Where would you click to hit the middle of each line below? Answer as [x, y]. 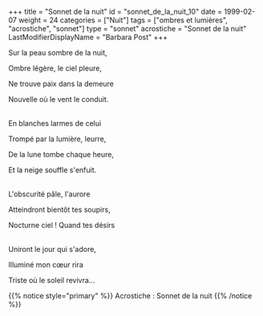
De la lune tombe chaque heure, [61, 154]
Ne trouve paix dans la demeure [61, 84]
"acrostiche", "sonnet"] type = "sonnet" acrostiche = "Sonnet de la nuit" [127, 28]
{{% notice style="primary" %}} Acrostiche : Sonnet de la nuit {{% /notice [130, 296]
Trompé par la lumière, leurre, [57, 139]
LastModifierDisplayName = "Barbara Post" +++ [88, 37]
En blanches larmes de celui [55, 123]
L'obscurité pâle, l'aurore [49, 194]
